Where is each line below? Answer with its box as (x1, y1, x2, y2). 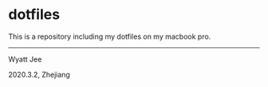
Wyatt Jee (8, 54, 42, 64)
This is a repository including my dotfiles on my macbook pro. (8, 32, 211, 41)
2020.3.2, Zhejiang (8, 70, 70, 79)
